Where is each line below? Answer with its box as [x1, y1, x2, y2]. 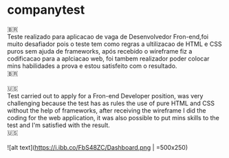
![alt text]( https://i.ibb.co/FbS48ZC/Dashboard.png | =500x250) [7, 143, 188, 151]
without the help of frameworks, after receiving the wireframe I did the [7, 106, 206, 115]
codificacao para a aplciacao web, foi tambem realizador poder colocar [7, 54, 210, 63]
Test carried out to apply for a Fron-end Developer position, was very [7, 91, 204, 100]
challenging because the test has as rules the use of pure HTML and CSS [7, 99, 215, 107]
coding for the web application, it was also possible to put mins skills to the [7, 113, 220, 122]
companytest [7, 2, 85, 18]
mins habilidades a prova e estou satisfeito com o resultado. [7, 61, 177, 70]
